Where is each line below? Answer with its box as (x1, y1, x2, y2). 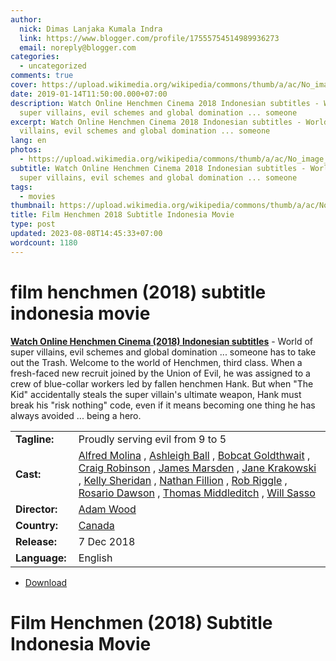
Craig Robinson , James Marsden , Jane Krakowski (78, 461, 317, 475)
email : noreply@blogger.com (19, 42, 137, 53)
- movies (19, 191, 56, 201)
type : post (10, 219, 56, 230)
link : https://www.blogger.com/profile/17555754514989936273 (19, 33, 280, 43)
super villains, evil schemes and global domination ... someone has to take (10, 346, 317, 358)
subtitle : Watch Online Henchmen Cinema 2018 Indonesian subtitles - (10, 163, 307, 173)
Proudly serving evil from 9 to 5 (78, 432, 227, 446)
